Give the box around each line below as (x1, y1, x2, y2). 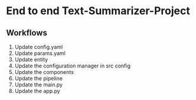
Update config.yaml (14, 43, 63, 50)
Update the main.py (14, 81, 63, 88)
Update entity (14, 56, 48, 63)
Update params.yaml (14, 50, 66, 57)
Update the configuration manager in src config (14, 62, 131, 69)
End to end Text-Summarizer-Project (6, 4, 190, 18)
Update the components (14, 69, 74, 75)
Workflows (6, 28, 47, 38)
